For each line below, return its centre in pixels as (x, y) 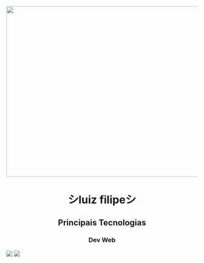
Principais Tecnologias (102, 223)
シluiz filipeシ (102, 200)
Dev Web (102, 240)
